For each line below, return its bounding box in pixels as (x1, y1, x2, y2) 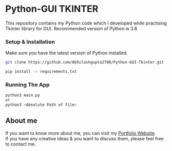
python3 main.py (5, 93, 40, 98)
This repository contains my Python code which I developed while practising (5, 20, 167, 26)
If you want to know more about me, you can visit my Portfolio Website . (5, 130, 156, 136)
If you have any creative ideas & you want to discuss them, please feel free (5, 135, 164, 141)
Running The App (5, 81, 50, 88)
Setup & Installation (5, 38, 55, 45)
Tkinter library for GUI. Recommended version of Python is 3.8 (5, 25, 138, 31)
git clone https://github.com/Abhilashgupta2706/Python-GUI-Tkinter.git (5, 60, 164, 65)
